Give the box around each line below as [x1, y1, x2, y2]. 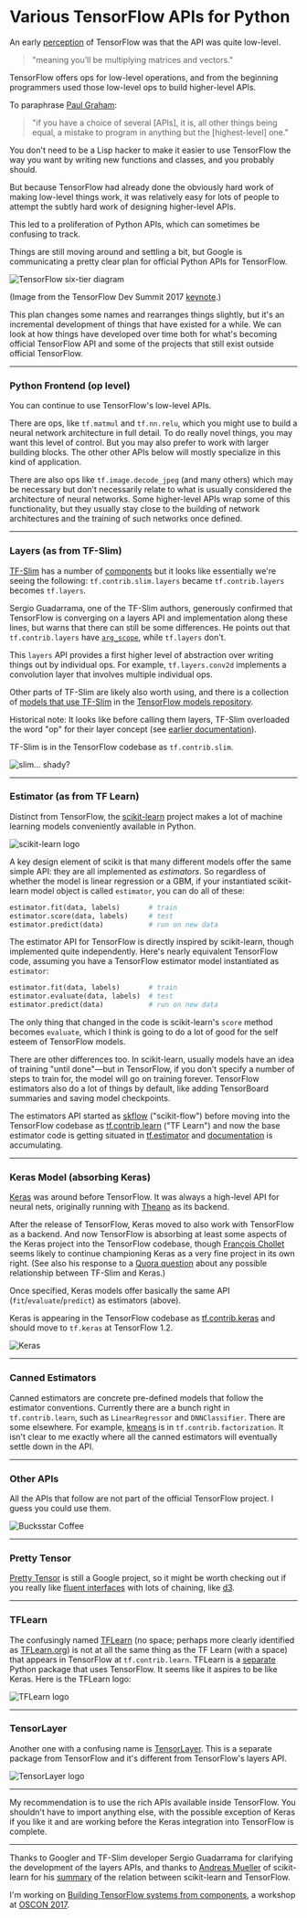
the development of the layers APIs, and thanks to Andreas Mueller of [9, 1861, 271, 1872]
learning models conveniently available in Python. [9, 821, 196, 832]
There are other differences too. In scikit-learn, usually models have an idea [9, 1054, 295, 1065]
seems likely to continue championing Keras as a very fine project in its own [9, 1248, 295, 1259]
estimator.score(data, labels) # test [9, 911, 174, 920]
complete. [9, 1826, 48, 1837]
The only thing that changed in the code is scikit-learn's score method [9, 1017, 274, 1028]
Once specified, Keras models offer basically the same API [9, 1286, 230, 1297]
